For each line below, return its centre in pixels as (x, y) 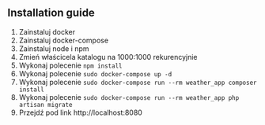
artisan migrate (45, 105)
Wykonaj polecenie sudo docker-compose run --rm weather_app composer (138, 82)
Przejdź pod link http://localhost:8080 (81, 112)
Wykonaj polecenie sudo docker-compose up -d (95, 73)
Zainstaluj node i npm (54, 48)
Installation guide (51, 13)
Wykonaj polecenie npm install (70, 65)
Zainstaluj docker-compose (63, 40)
